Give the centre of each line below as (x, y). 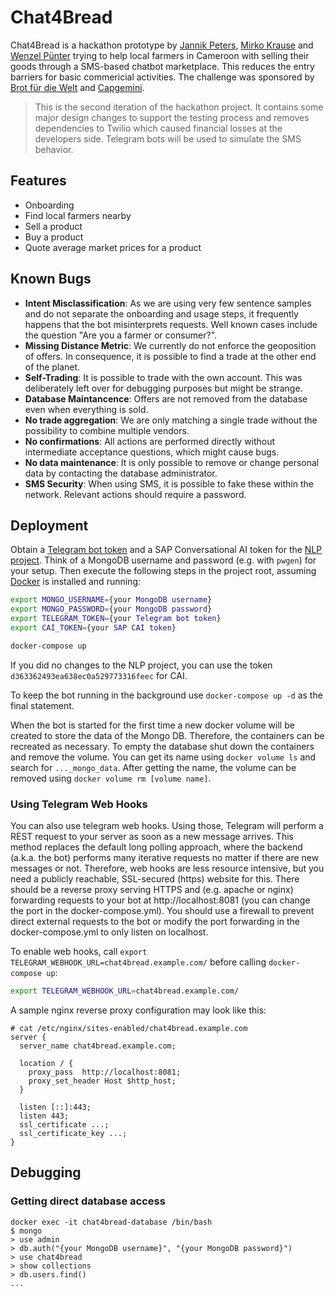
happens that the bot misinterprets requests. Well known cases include (171, 324)
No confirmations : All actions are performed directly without (150, 441)
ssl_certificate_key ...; (73, 1133)
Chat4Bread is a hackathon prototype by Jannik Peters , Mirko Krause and (162, 45)
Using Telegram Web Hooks (79, 804)
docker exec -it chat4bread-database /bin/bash (111, 1222)
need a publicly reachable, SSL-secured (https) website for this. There (155, 879)
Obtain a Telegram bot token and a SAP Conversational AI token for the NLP (166, 550)
